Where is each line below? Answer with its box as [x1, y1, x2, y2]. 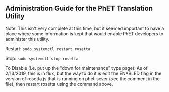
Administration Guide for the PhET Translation [5, 4, 153, 13]
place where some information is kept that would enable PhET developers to [5, 30, 164, 37]
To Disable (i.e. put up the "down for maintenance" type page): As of [5, 65, 148, 71]
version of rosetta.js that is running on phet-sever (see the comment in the [5, 75, 160, 82]
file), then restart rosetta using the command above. [5, 81, 114, 87]
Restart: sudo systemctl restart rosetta [5, 45, 91, 52]
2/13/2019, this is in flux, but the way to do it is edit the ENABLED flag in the [5, 70, 162, 76]
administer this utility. [5, 36, 49, 42]
